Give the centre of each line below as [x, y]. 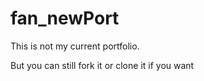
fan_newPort [65, 18]
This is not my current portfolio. [75, 46]
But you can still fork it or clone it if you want [102, 65]
